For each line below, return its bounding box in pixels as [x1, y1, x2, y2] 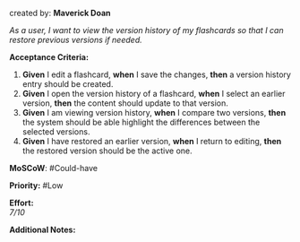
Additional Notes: [9, 224, 76, 235]
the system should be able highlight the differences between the [21, 117, 261, 127]
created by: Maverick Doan [9, 8, 111, 18]
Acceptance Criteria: [9, 52, 90, 62]
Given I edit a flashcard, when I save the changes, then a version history [21, 69, 291, 80]
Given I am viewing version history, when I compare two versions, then [21, 108, 287, 117]
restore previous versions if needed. [9, 35, 142, 45]
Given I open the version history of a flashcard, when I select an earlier [21, 89, 286, 99]
